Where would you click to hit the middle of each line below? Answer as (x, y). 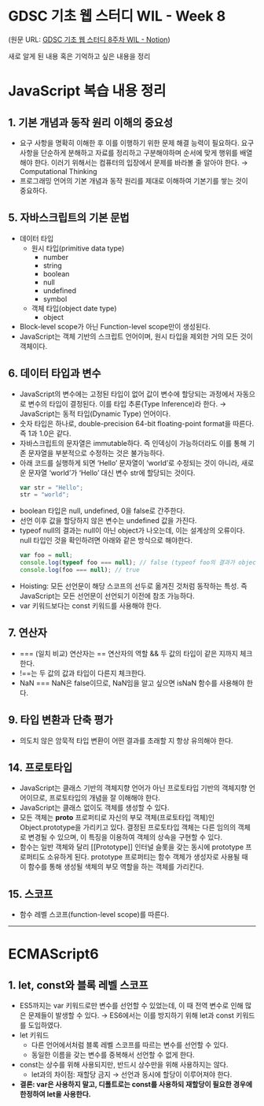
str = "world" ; (44, 495)
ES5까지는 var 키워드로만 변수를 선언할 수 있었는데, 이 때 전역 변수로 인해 (131, 1006)
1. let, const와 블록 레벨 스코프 (78, 985)
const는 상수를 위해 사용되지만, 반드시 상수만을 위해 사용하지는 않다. (124, 1065)
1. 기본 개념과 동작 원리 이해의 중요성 (91, 122)
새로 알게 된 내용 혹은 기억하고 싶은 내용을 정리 (79, 56)
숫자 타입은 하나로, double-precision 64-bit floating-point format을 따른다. (136, 423)
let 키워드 (34, 1035)
